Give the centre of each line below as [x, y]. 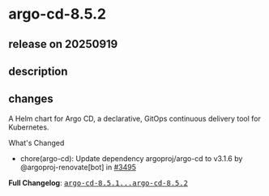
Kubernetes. [29, 127]
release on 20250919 [63, 44]
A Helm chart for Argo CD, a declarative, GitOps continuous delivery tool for [134, 118]
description [38, 71]
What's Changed [36, 143]
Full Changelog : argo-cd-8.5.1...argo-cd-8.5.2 [98, 182]
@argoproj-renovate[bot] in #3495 [78, 167]
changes [31, 99]
